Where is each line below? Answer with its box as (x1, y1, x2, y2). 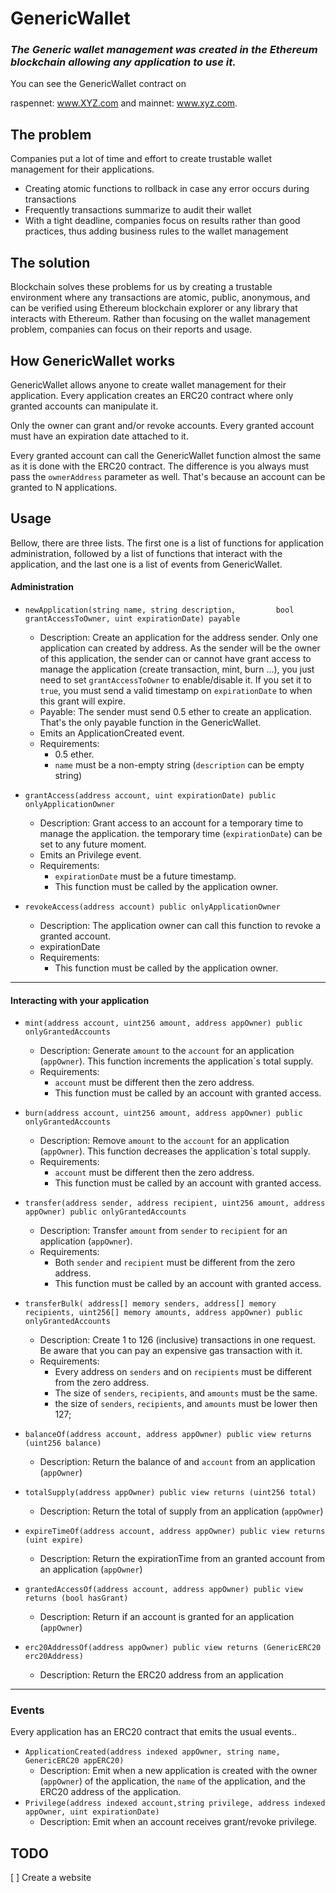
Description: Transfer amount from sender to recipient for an (39, 1225, 288, 1237)
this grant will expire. (39, 695, 126, 707)
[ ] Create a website (10, 1872, 92, 1884)
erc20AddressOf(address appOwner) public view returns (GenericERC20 (24, 1643, 322, 1653)
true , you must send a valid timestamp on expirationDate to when (39, 684, 313, 696)
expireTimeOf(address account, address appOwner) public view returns (24, 1527, 326, 1537)
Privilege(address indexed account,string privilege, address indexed (24, 1798, 326, 1809)
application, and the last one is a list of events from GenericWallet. (10, 558, 283, 570)
